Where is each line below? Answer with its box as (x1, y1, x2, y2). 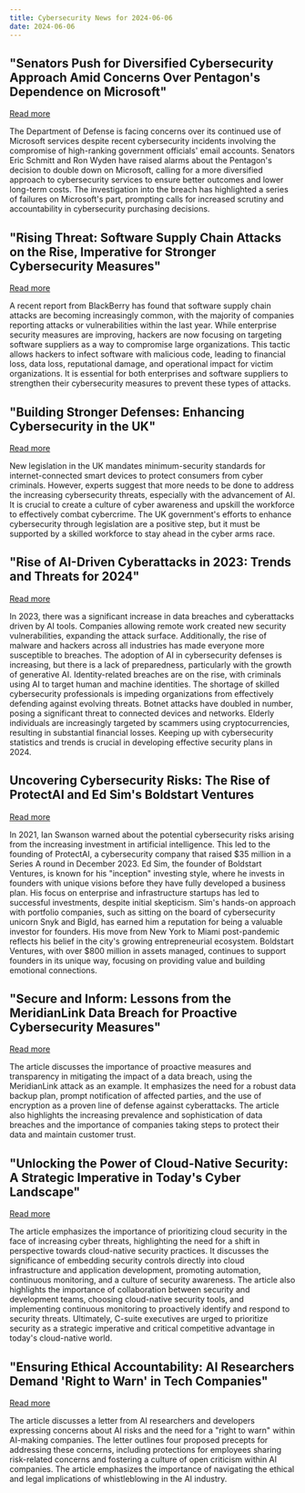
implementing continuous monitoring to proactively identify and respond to (9, 1303, 290, 1314)
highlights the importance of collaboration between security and (9, 1284, 250, 1295)
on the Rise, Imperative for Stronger (9, 244, 217, 260)
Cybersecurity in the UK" (9, 419, 157, 434)
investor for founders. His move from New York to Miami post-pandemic (9, 926, 280, 937)
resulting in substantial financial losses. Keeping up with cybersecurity (9, 727, 274, 738)
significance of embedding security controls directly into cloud (9, 1255, 245, 1266)
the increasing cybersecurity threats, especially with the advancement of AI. (9, 489, 296, 500)
